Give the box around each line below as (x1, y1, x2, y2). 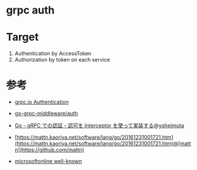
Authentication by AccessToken (14, 50, 92, 57)
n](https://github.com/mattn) (14, 146, 84, 154)
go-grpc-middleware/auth (14, 110, 78, 117)
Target (6, 31, 39, 44)
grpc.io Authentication (14, 98, 69, 106)
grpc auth (6, 4, 55, 17)
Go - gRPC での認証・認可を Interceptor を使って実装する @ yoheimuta (14, 122, 184, 129)
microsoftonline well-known (14, 158, 82, 165)
